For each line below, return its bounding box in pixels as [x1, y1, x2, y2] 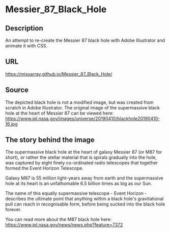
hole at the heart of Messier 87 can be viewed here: [5, 110, 114, 116]
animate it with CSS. [5, 43, 47, 49]
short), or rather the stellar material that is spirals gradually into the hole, [5, 154, 157, 161]
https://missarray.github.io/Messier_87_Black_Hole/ [5, 71, 112, 77]
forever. [5, 207, 22, 213]
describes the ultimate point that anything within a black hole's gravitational [5, 196, 164, 202]
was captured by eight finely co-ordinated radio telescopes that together [5, 160, 158, 166]
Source [5, 85, 29, 95]
